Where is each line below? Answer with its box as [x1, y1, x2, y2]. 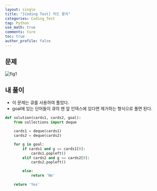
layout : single [5, 7, 36, 12]
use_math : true [5, 25, 36, 30]
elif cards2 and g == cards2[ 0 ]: [22, 155, 90, 160]
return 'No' [31, 173, 55, 178]
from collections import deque [14, 120, 77, 125]
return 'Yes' [14, 182, 40, 187]
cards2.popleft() [31, 160, 66, 165]
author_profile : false [5, 39, 51, 44]
